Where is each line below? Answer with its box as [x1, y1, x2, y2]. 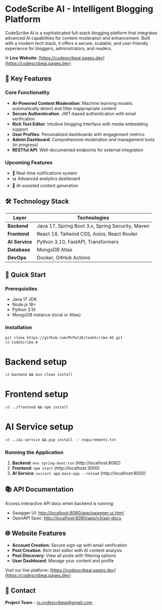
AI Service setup [5, 421, 74, 433]
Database [7, 246, 31, 253]
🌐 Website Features [5, 529, 67, 537]
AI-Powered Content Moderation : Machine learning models [12, 100, 133, 106]
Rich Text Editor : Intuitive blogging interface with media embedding [12, 121, 148, 127]
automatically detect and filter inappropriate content [12, 105, 117, 111]
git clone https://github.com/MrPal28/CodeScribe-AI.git [5, 335, 123, 340]
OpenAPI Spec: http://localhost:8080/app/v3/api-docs [12, 515, 122, 521]
